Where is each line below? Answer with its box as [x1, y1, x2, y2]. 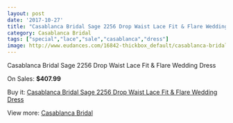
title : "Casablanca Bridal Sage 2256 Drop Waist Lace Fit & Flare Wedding [7, 23, 228, 30]
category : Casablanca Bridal [7, 29, 92, 37]
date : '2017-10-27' [7, 17, 64, 23]
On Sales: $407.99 [7, 75, 61, 83]
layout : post [7, 10, 45, 17]
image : [7, 42, 26, 49]
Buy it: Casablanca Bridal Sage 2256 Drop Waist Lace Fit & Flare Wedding [7, 88, 218, 96]
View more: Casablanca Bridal [7, 108, 94, 117]
